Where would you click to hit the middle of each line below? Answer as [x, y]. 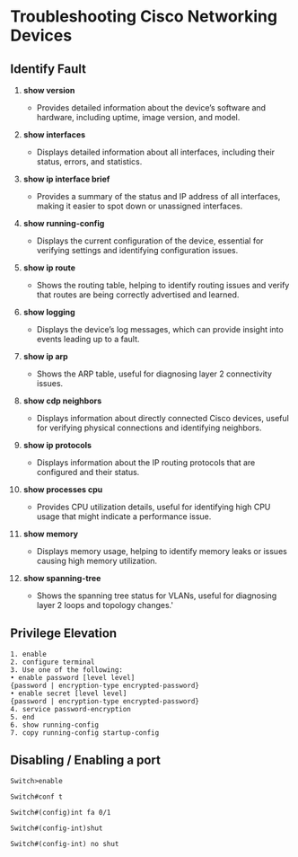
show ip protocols [57, 445]
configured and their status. [88, 472]
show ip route [49, 268]
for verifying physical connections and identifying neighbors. [149, 428]
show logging [49, 312]
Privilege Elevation [64, 634]
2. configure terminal [53, 662]
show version [49, 90]
